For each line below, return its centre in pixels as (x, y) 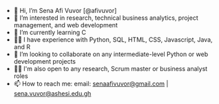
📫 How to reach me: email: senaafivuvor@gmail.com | (91, 83)
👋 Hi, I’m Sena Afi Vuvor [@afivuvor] (65, 11)
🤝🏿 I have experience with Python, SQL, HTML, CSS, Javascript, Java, (113, 40)
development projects (44, 61)
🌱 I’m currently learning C (50, 32)
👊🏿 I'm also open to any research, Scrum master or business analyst (111, 69)
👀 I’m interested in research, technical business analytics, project (106, 18)
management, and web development (66, 25)
